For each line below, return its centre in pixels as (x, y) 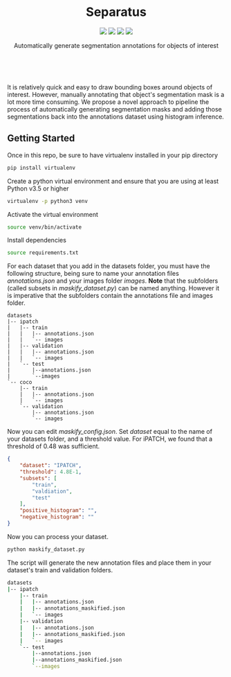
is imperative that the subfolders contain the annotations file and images (110, 296)
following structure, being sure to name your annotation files (93, 274)
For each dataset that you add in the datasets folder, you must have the (109, 266)
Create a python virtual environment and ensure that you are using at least (113, 181)
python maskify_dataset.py (46, 549)
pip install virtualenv (41, 168)
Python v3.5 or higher (38, 188)
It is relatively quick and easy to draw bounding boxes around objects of (110, 87)
